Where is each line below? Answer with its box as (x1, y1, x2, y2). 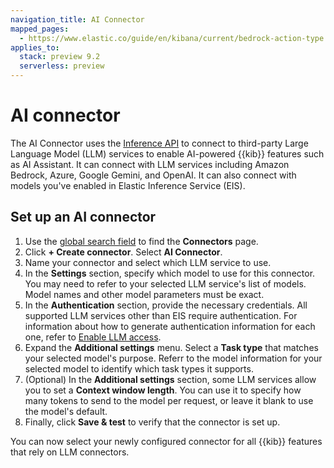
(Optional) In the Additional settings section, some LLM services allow (24, 373, 317, 385)
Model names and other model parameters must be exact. (24, 288, 265, 300)
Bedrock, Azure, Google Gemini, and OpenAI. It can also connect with (10, 169, 297, 181)
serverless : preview (19, 61, 105, 71)
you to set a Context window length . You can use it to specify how (24, 384, 302, 396)
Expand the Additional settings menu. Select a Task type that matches (24, 341, 319, 353)
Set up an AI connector (10, 209, 157, 226)
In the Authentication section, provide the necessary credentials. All (24, 299, 308, 311)
